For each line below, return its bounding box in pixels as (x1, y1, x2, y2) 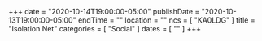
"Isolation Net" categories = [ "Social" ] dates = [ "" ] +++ (8, 24, 202, 33)
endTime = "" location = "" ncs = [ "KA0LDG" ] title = (77, 15, 255, 25)
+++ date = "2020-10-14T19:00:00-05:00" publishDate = (8, 7, 200, 16)
